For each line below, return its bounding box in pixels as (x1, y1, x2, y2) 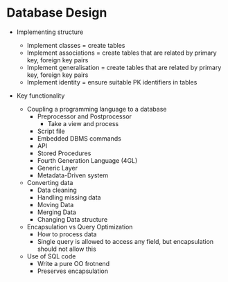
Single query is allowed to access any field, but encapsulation (37, 237, 214, 245)
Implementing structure (16, 28, 84, 36)
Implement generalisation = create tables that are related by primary (26, 63, 222, 71)
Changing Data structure (37, 215, 108, 223)
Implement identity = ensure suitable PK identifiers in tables (26, 78, 198, 86)
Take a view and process (47, 119, 119, 127)
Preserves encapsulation (37, 267, 109, 275)
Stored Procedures (37, 149, 91, 157)
